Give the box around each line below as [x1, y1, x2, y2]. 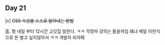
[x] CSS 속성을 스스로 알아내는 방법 [5, 17, 74, 24]
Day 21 [5, 4, 26, 12]
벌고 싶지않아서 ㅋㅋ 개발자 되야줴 [19, 34, 85, 40]
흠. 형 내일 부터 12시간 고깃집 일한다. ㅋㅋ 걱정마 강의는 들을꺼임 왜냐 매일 [5, 28, 147, 34]
